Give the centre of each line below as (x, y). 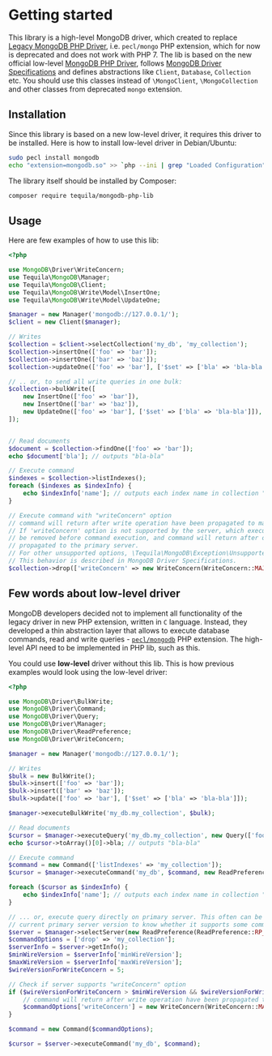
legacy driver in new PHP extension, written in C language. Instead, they (128, 621)
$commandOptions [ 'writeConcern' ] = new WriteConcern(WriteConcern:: (141, 1007)
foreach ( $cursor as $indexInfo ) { (68, 887)
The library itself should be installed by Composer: (92, 181)
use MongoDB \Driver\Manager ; (57, 724)
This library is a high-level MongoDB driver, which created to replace (123, 37)
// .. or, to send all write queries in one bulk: (96, 382)
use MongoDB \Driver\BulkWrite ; (61, 702)
